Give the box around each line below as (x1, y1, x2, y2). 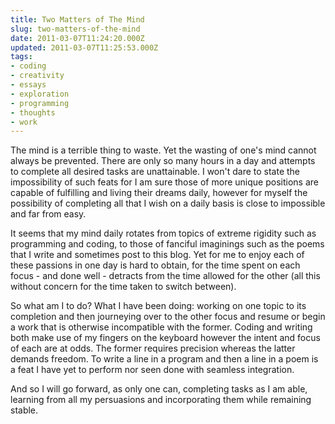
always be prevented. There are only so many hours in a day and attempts (10, 155, 316, 167)
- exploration (10, 89, 70, 99)
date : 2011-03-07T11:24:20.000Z (10, 33, 145, 43)
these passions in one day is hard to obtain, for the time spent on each (10, 259, 301, 271)
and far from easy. (10, 208, 87, 220)
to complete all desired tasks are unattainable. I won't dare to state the (10, 166, 301, 178)
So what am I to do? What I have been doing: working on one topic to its (10, 300, 307, 312)
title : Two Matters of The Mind (10, 14, 145, 25)
